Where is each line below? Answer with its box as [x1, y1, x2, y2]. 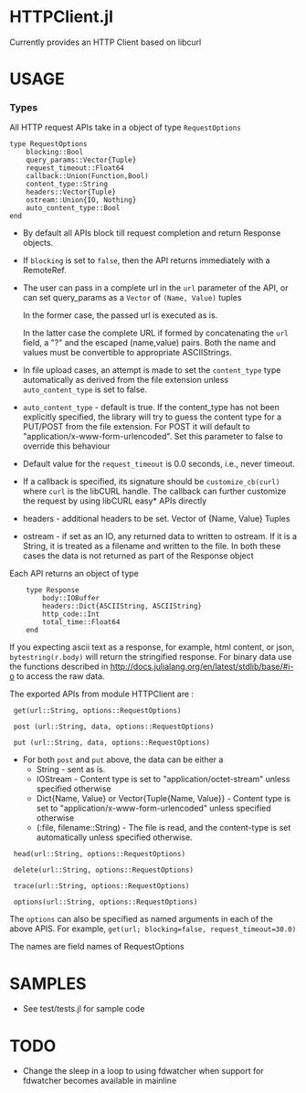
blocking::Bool [26, 148, 84, 157]
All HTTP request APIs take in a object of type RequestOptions [9, 122, 242, 133]
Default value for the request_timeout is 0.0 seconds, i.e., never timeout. [22, 459, 295, 470]
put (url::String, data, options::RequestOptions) [13, 738, 210, 748]
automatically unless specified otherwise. [36, 832, 194, 843]
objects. [22, 238, 54, 249]
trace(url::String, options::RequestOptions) [13, 882, 190, 891]
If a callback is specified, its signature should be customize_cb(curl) [22, 476, 280, 487]
